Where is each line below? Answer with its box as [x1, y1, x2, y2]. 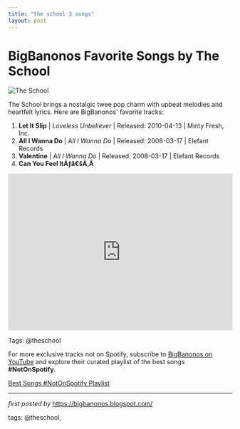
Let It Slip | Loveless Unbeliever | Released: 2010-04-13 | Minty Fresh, [18, 122, 224, 130]
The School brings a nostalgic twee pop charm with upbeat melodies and [8, 100, 223, 109]
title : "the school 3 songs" [8, 10, 95, 18]
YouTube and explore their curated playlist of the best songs [8, 358, 185, 366]
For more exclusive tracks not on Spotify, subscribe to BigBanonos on [8, 350, 213, 358]
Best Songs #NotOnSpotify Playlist [8, 379, 110, 388]
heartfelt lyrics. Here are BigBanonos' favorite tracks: [8, 108, 165, 116]
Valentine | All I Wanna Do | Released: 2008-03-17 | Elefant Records [18, 152, 220, 160]
